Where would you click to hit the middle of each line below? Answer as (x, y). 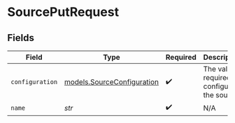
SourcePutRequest (63, 12)
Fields (21, 38)
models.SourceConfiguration (112, 82)
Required (181, 57)
